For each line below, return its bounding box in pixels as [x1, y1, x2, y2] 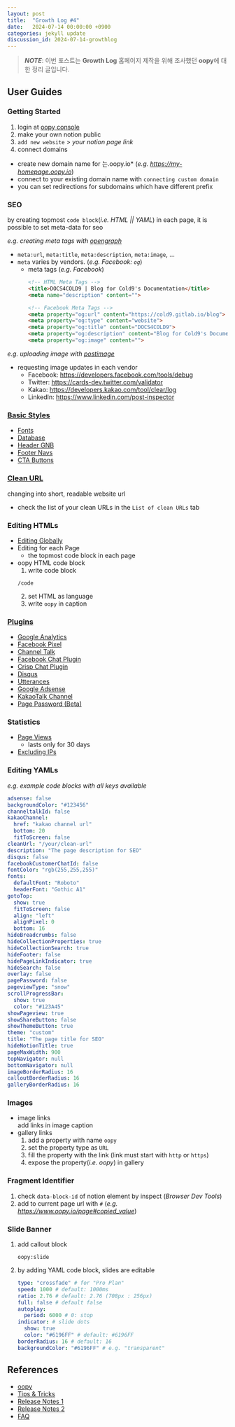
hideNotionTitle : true [7, 1043, 73, 1050]
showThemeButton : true [7, 1023, 73, 1030]
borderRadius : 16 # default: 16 [17, 1338, 112, 1345]
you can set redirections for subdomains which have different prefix [17, 182, 213, 190]
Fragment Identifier [7, 1176, 75, 1185]
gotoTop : [7, 892, 33, 900]
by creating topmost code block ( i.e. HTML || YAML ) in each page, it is [7, 216, 208, 224]
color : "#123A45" [13, 1003, 64, 1010]
